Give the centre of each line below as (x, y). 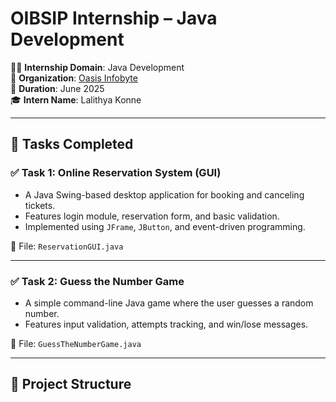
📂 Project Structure (71, 384)
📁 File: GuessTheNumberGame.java (76, 343)
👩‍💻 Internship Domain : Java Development (97, 67)
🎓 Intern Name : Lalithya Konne (76, 99)
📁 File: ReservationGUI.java (67, 246)
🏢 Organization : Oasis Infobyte (74, 78)
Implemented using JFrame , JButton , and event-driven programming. (165, 226)
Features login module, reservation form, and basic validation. (152, 216)
